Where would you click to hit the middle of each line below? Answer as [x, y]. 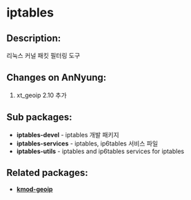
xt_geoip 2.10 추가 [41, 95]
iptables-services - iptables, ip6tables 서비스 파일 [87, 143]
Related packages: [48, 173]
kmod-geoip [34, 189]
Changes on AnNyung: [57, 78]
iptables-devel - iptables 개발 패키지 [68, 134]
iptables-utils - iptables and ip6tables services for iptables [100, 151]
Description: [34, 38]
